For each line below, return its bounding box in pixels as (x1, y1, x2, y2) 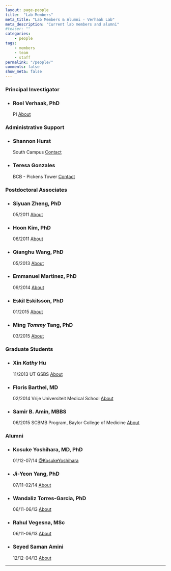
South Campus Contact (12, 149, 62, 155)
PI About (12, 111, 31, 117)
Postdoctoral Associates (5, 186, 68, 193)
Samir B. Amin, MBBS (12, 408, 67, 415)
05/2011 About (12, 211, 43, 217)
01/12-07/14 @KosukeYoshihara (12, 457, 79, 464)
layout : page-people (5, 7, 49, 13)
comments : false (5, 64, 40, 69)
